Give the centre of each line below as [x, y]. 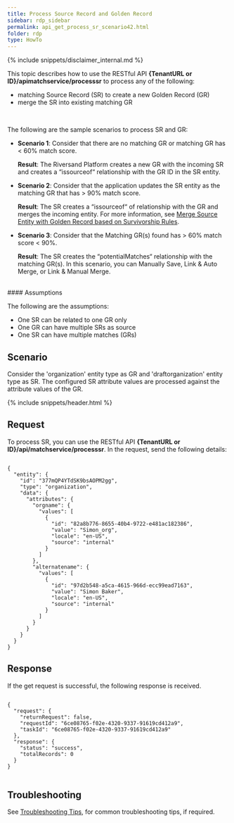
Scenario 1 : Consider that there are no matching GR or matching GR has [122, 143]
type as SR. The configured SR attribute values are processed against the [113, 381]
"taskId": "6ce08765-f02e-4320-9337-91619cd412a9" [96, 729]
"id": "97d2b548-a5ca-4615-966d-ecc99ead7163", [122, 586]
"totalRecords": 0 [47, 754]
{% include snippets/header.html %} [60, 402]
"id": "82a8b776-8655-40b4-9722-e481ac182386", [122, 524]
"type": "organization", [56, 487]
